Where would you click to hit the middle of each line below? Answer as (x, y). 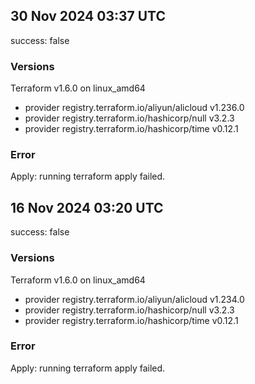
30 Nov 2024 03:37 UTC (88, 16)
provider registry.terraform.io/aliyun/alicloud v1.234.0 (134, 299)
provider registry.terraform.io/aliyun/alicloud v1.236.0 (134, 108)
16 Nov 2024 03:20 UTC (87, 207)
